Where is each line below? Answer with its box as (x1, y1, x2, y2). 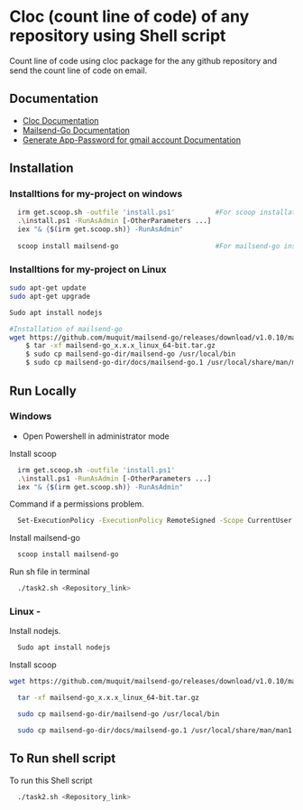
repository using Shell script (9, 25, 226, 46)
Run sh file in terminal (9, 566, 90, 577)
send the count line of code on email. (9, 65, 148, 76)
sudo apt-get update (9, 284, 87, 293)
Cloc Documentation (22, 115, 99, 126)
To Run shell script (9, 751, 116, 767)
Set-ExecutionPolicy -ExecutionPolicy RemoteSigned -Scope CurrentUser (17, 517, 293, 526)
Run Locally (9, 383, 77, 398)
